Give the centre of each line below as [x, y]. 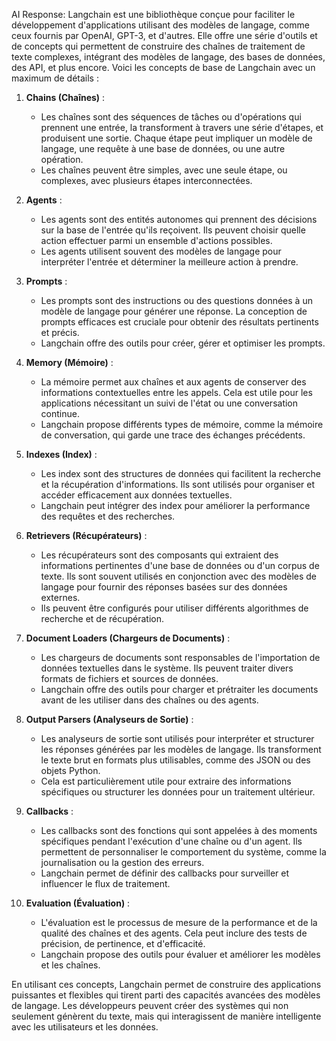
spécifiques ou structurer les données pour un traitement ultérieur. [178, 792]
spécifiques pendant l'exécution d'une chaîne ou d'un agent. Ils [171, 841]
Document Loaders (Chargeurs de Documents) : [128, 638]
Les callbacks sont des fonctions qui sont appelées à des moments [179, 830]
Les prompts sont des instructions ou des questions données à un [176, 300]
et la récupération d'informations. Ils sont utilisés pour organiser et [178, 484]
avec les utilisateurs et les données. [85, 1027]
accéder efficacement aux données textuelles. [136, 495]
